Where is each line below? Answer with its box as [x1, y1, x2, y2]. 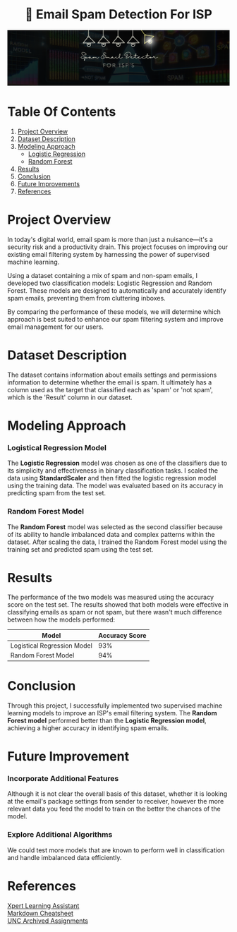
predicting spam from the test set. [7, 489, 107, 497]
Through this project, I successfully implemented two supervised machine [7, 701, 223, 710]
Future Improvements [17, 179, 80, 188]
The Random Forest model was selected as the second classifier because [7, 522, 224, 531]
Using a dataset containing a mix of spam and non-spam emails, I [7, 271, 197, 279]
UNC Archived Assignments [7, 916, 88, 925]
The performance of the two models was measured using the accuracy [7, 593, 214, 602]
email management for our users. [7, 322, 104, 331]
